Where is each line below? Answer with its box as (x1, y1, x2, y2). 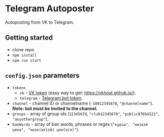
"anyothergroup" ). (12, 116, 49, 122)
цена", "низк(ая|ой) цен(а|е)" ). (12, 126, 80, 132)
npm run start (12, 58, 41, 63)
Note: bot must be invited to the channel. (12, 105, 98, 111)
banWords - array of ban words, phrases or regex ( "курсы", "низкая (12, 121, 148, 127)
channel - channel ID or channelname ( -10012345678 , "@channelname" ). (12, 100, 154, 106)
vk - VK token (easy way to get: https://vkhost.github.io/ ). (19, 90, 136, 96)
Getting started (5, 34, 53, 42)
